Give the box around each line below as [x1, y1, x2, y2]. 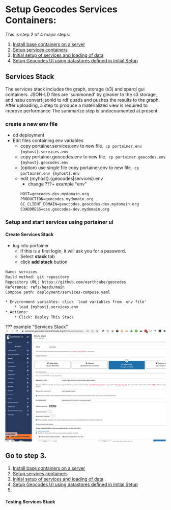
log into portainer [12, 243, 49, 249]
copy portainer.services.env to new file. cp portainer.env [20, 143, 142, 149]
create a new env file [5, 120, 58, 127]
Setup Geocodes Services [5, 4, 118, 15]
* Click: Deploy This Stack [14, 315, 74, 320]
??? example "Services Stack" [5, 323, 68, 330]
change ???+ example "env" [27, 181, 87, 187]
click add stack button [20, 259, 68, 265]
